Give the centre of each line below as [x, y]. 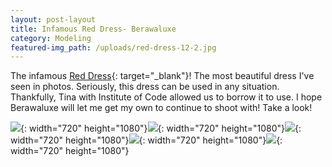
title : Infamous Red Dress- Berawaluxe [93, 29]
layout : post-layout [53, 19]
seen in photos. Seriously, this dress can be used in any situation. [145, 87]
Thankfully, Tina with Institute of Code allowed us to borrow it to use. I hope [166, 97]
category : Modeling [51, 38]
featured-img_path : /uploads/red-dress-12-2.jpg [113, 47]
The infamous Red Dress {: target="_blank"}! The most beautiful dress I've [162, 76]
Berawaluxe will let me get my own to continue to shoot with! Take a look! [161, 108]
